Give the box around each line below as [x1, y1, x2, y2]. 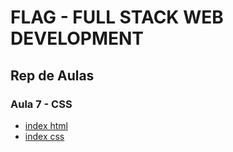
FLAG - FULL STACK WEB [10, 6, 224, 29]
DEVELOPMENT [10, 27, 145, 50]
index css [24, 130, 65, 142]
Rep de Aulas [10, 67, 95, 84]
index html [24, 119, 68, 131]
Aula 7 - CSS [10, 97, 73, 111]
